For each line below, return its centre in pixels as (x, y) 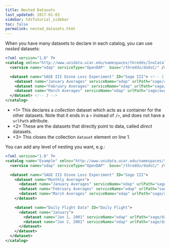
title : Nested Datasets (30, 10)
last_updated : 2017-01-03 (32, 15)
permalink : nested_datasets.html (40, 29)
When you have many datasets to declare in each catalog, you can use (79, 43)
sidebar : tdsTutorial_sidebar (37, 19)
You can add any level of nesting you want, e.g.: (55, 147)
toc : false (17, 24)
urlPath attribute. (31, 121)
